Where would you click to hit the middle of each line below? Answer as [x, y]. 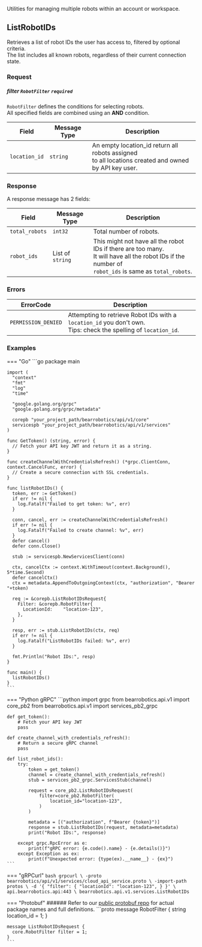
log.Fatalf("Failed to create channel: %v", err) [81, 530]
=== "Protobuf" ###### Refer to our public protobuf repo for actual [91, 902]
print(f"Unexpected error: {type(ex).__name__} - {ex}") [101, 859]
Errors [16, 289]
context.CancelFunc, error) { [45, 467]
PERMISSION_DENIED [36, 322]
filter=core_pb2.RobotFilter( [76, 796]
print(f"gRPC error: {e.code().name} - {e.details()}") [100, 848]
